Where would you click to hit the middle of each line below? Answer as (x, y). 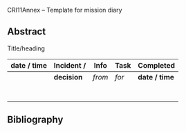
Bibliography (35, 120)
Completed (156, 65)
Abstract (27, 31)
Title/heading (26, 48)
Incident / (70, 65)
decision (68, 77)
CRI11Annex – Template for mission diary (65, 10)
